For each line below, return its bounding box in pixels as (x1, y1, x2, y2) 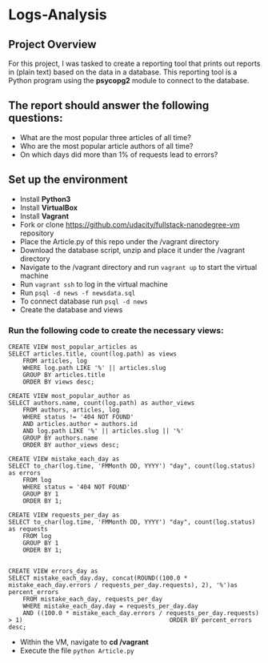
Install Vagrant (19, 211, 70, 221)
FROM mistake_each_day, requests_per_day (22, 595, 162, 603)
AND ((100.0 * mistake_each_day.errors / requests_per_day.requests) (22, 609, 260, 617)
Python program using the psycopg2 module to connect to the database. (8, 76, 250, 85)
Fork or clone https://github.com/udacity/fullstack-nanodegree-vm (19, 219, 240, 229)
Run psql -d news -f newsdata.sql (19, 287, 136, 297)
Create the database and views (19, 304, 123, 314)
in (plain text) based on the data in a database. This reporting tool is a (8, 67, 238, 77)
